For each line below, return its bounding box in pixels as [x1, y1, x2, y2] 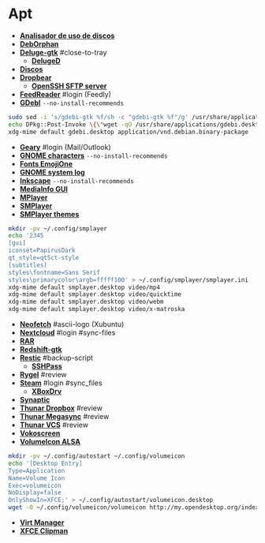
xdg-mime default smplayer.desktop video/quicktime [8, 290, 181, 298]
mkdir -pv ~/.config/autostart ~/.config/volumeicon [8, 452, 185, 460]
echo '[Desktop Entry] [8, 459, 83, 467]
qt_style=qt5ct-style [8, 254, 80, 262]
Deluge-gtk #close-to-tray [19, 47, 107, 57]
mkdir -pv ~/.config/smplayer [8, 224, 108, 233]
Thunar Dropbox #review [19, 403, 103, 413]
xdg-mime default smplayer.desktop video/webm [8, 298, 164, 306]
